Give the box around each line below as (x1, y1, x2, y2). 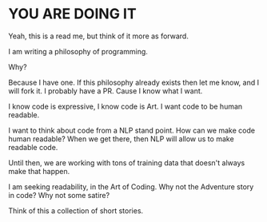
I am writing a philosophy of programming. (8, 46, 148, 56)
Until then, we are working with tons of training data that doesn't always (8, 157, 245, 168)
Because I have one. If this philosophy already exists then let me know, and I (8, 77, 260, 87)
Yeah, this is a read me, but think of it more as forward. (8, 31, 189, 41)
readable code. (8, 142, 58, 152)
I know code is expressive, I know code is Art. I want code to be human (8, 101, 243, 111)
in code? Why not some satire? (8, 190, 110, 200)
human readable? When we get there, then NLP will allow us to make (8, 133, 234, 144)
